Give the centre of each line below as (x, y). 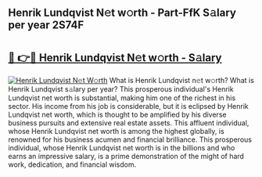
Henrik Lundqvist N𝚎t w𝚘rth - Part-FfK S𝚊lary (122, 13)
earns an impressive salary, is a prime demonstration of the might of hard (126, 156)
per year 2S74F (46, 25)
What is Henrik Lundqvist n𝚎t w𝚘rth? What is (181, 80)
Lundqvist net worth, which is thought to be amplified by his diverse (117, 114)
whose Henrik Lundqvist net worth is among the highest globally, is (116, 131)
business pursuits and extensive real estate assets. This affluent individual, (129, 123)
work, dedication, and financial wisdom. (72, 164)
